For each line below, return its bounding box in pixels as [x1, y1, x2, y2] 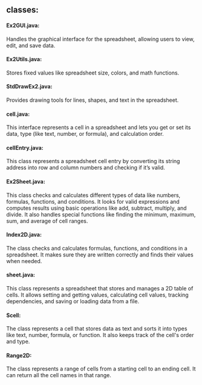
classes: [6, 5, 39, 15]
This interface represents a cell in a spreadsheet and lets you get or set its [6, 124, 191, 131]
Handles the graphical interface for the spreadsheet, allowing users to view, [6, 35, 195, 42]
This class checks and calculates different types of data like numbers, [6, 191, 181, 199]
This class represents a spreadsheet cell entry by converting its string [6, 158, 180, 165]
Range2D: [6, 352, 32, 359]
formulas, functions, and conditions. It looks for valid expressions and [6, 198, 180, 205]
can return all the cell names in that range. [6, 372, 112, 379]
